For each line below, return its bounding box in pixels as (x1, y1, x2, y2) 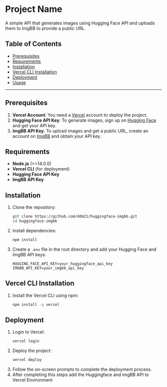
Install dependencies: (12, 227, 57, 233)
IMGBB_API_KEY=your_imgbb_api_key (12, 265, 84, 270)
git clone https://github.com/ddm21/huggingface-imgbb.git (12, 214, 138, 219)
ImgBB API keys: (12, 251, 46, 257)
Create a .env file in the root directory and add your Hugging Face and (12, 246, 157, 252)
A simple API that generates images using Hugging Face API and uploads (5, 20, 155, 26)
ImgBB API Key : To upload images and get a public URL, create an (12, 128, 149, 134)
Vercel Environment (12, 377, 53, 383)
